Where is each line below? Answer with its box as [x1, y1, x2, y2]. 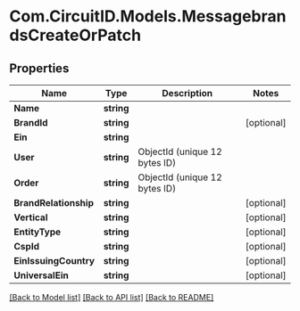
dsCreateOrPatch [9, 25, 141, 45]
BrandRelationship [13, 197, 94, 209]
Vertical [13, 211, 48, 224]
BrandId [13, 117, 48, 128]
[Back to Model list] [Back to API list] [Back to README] [9, 292, 214, 302]
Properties [9, 61, 70, 76]
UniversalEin [13, 269, 69, 282]
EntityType [13, 225, 62, 238]
